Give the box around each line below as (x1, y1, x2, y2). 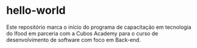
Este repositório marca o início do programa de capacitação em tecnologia (6, 23, 192, 31)
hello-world (6, 4, 66, 17)
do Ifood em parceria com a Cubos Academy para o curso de (6, 29, 158, 37)
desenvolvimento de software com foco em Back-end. (6, 36, 141, 43)
